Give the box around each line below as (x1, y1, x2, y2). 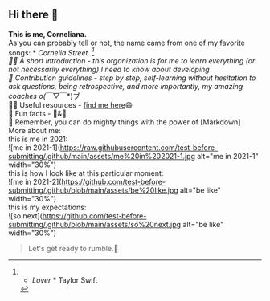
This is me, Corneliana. (8, 29, 87, 39)
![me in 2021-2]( (8, 177, 62, 187)
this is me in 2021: (8, 134, 68, 144)
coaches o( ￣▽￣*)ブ (8, 92, 80, 101)
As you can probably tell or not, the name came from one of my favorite (8, 38, 245, 47)
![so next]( (8, 211, 43, 221)
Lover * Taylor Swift (31, 275, 98, 285)
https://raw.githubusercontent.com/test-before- (59, 143, 219, 153)
